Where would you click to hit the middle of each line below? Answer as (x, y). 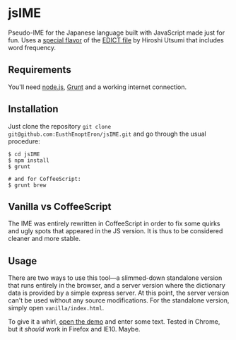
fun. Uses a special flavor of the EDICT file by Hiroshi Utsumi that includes (116, 40)
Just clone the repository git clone (60, 126)
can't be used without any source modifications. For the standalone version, (119, 300)
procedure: (24, 141)
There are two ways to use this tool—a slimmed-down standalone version (115, 278)
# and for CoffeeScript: (45, 179)
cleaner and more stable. (44, 239)
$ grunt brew (27, 185)
